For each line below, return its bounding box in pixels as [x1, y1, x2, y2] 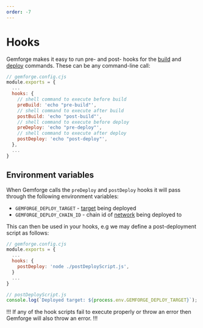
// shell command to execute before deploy [17, 119, 130, 125]
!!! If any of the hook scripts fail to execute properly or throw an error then [6, 308, 191, 316]
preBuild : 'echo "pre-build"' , [17, 102, 97, 108]
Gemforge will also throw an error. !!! [6, 315, 98, 322]
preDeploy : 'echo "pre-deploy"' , [17, 124, 102, 131]
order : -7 [6, 9, 32, 15]
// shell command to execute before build [17, 96, 127, 102]
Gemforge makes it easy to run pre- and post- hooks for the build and [6, 55, 182, 63]
